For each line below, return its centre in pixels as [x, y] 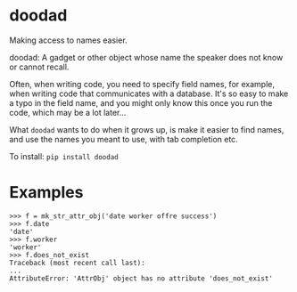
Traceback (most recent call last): [77, 263]
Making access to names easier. [68, 40]
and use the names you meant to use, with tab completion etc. [124, 139]
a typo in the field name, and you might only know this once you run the [141, 102]
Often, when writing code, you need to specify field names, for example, [142, 84]
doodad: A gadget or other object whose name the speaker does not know [146, 57]
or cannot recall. [39, 67]
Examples [46, 193]
